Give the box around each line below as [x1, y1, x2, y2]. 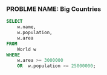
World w [17, 46, 36, 52]
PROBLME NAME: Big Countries [6, 5, 102, 13]
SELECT [6, 19, 23, 25]
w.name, [17, 24, 36, 30]
